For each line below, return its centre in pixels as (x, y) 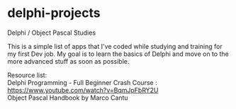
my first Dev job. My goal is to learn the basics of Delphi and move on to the (118, 54)
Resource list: (27, 75)
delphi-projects (54, 13)
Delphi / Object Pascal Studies (52, 33)
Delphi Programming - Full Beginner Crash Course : (82, 82)
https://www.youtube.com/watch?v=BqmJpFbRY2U (83, 90)
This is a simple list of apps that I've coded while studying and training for (115, 46)
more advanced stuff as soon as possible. (68, 61)
